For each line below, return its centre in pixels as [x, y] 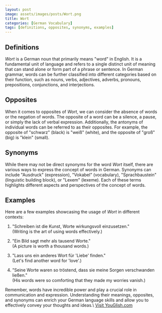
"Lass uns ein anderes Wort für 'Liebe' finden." [59, 256]
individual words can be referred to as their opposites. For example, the [76, 127]
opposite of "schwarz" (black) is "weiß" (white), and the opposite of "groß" [80, 132]
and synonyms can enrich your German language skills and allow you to [77, 300]
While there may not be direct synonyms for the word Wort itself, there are [79, 164]
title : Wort [17, 18]
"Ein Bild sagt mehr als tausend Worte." [51, 241]
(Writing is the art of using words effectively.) [57, 231]
